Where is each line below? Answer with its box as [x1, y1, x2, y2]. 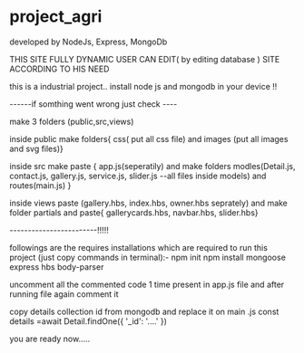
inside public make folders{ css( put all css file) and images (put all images [9, 133, 289, 144]
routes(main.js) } [9, 179, 72, 191]
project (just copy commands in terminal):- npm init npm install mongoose [9, 252, 286, 262]
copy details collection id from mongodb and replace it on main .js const [9, 306, 279, 317]
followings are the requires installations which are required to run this [9, 242, 268, 253]
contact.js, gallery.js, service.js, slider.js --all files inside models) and [9, 170, 267, 181]
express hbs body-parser [9, 261, 104, 272]
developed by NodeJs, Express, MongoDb [9, 36, 168, 47]
